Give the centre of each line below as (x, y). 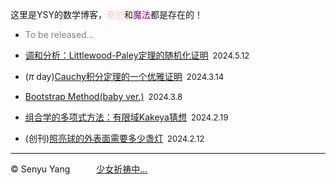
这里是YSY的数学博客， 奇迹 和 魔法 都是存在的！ (106, 14)
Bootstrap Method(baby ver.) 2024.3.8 (103, 96)
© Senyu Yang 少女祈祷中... (79, 169)
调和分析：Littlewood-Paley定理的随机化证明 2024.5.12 (137, 55)
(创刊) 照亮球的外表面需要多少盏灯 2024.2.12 (114, 138)
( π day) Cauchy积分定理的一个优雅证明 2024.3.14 (124, 76)
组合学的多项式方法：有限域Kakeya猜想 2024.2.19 (126, 117)
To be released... (59, 34)
